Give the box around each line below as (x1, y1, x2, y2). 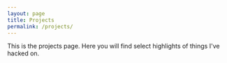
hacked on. (7, 49, 40, 57)
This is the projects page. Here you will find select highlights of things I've (7, 42, 220, 51)
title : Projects (7, 17, 54, 24)
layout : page (7, 10, 45, 17)
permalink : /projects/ (7, 23, 73, 30)
